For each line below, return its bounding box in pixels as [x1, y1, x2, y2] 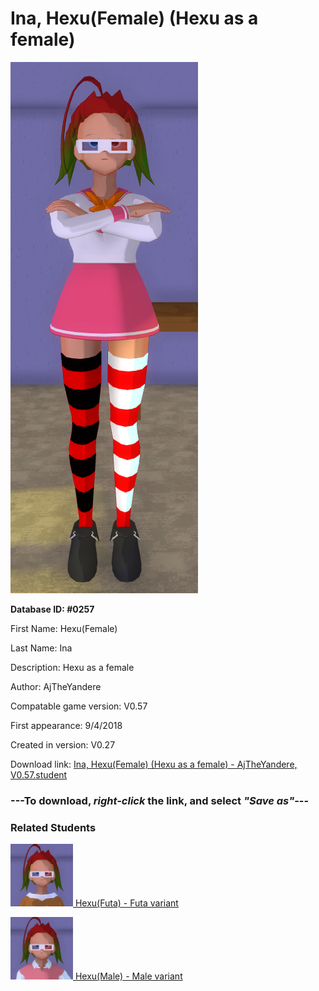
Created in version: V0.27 [10, 738, 116, 751]
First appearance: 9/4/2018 [10, 719, 123, 731]
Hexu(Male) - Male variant [74, 970, 183, 982]
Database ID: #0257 [10, 603, 95, 615]
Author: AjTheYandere [10, 680, 102, 692]
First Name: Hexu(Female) [10, 622, 118, 634]
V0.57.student [10, 768, 68, 781]
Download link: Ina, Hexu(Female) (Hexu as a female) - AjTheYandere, [10, 758, 298, 770]
